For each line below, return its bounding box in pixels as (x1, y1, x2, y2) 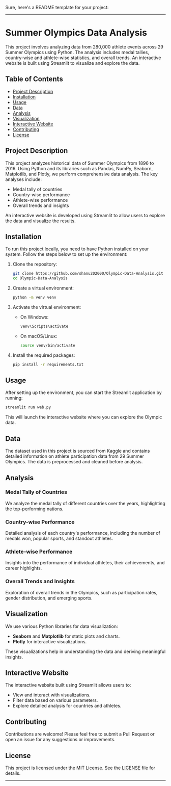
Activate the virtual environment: (12, 304, 81, 310)
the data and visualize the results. (5, 218, 76, 224)
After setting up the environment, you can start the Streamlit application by (5, 389, 162, 396)
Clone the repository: (12, 261, 58, 267)
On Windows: (20, 314, 49, 320)
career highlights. (5, 565, 42, 571)
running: (5, 395, 23, 401)
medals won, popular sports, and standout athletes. (5, 535, 113, 542)
